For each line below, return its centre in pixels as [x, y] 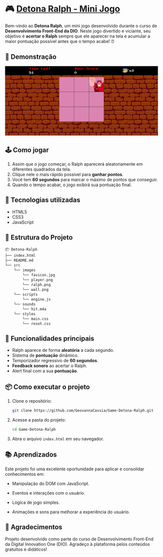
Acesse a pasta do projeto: [39, 420]
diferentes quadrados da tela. [41, 169]
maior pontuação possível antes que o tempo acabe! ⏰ [60, 41]
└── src [13, 265]
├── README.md [19, 260]
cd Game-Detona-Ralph [34, 430]
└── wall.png [36, 289]
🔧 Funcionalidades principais [50, 338]
